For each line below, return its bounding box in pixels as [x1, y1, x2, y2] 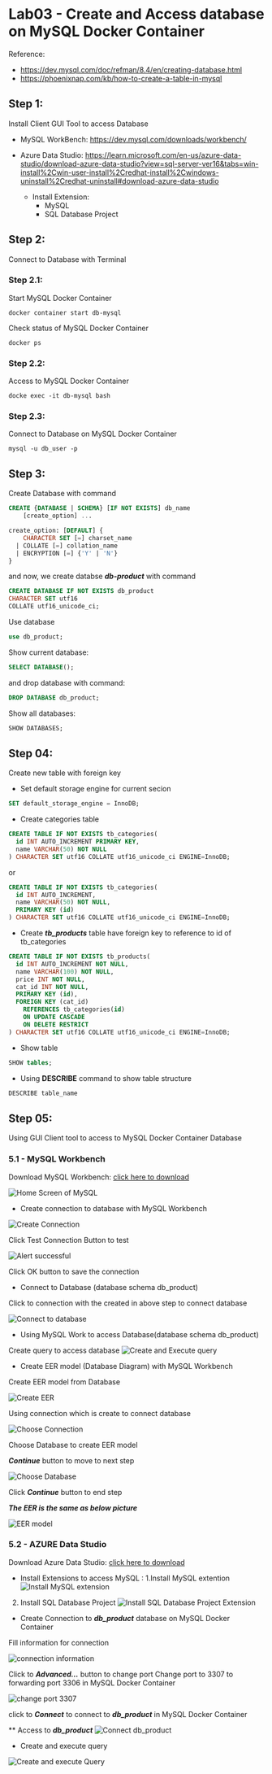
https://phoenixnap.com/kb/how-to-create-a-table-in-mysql [19, 73, 222, 83]
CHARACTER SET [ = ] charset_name [23, 534, 132, 542]
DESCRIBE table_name [8, 1089, 79, 1097]
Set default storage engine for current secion [19, 784, 171, 794]
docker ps [8, 338, 42, 347]
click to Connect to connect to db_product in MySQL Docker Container [8, 1709, 248, 1719]
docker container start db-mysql [8, 308, 122, 317]
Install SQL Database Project [19, 1597, 116, 1607]
